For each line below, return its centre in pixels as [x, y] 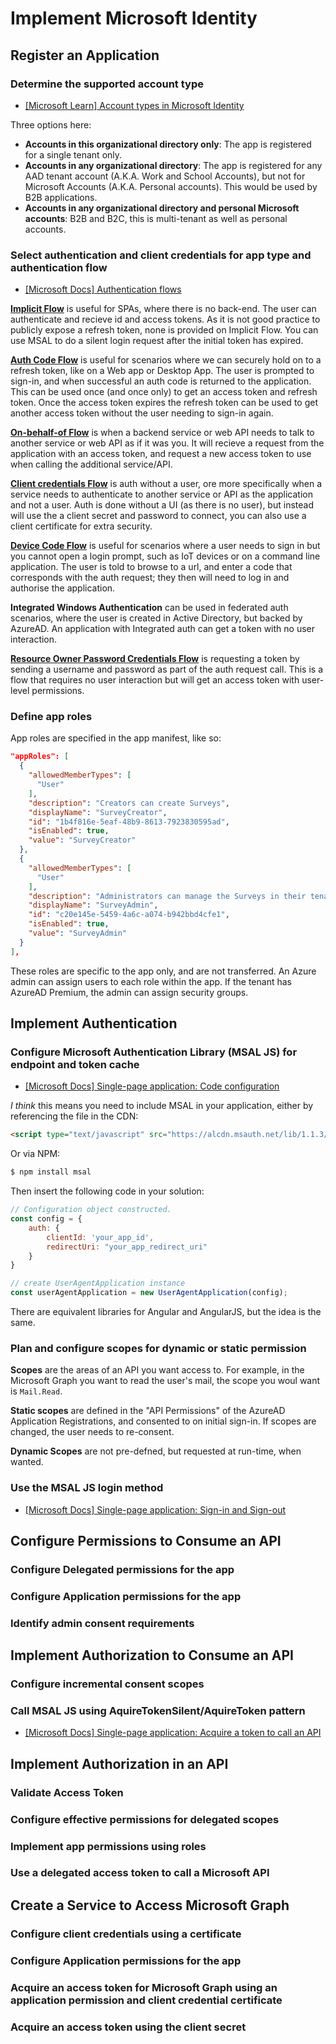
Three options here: [51, 124]
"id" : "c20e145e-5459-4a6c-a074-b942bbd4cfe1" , [129, 915]
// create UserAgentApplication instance [98, 1283]
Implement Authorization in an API [119, 1763]
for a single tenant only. [73, 154]
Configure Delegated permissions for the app [122, 1569]
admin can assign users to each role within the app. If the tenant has [151, 981]
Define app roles [51, 717]
